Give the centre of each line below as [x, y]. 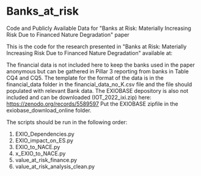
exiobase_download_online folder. [49, 110]
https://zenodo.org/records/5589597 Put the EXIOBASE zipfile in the [92, 104]
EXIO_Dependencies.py [45, 134]
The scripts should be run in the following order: [67, 122]
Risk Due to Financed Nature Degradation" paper [68, 34]
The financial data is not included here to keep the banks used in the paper [101, 65]
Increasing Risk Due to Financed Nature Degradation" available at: [90, 53]
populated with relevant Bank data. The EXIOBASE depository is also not [97, 90]
